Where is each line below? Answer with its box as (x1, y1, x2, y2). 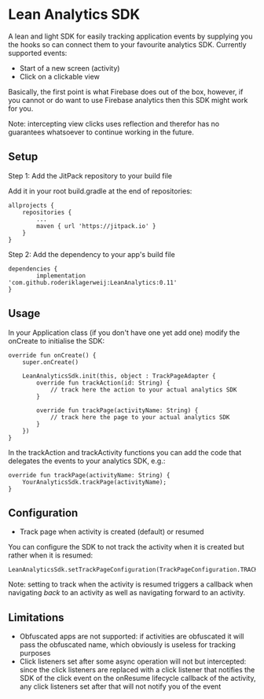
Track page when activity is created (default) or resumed (19, 527, 204, 536)
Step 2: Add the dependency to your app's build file (8, 249, 175, 259)
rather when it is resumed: (8, 550, 93, 560)
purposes (19, 649, 51, 658)
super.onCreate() (22, 358, 79, 366)
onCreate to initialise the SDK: (8, 336, 105, 345)
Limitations (8, 611, 64, 624)
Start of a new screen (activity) (19, 63, 120, 72)
